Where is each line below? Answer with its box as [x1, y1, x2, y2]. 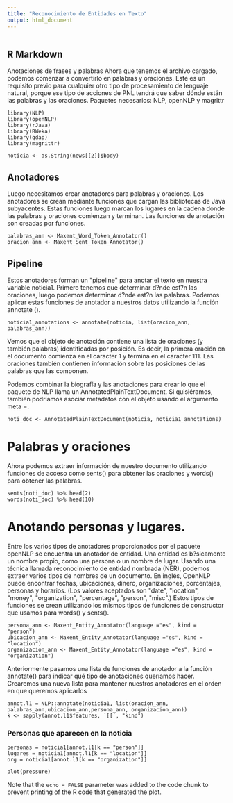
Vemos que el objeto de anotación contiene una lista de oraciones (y [7, 337, 203, 345]
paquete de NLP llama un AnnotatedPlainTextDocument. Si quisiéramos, [7, 387, 213, 396]
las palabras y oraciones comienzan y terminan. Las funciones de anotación [7, 212, 225, 220]
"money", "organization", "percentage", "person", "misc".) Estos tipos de [7, 593, 214, 602]
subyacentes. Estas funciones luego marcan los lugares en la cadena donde [7, 204, 225, 213]
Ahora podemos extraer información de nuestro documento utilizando [7, 461, 207, 470]
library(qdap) [7, 134, 49, 141]
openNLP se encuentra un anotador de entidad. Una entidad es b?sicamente [7, 549, 226, 558]
